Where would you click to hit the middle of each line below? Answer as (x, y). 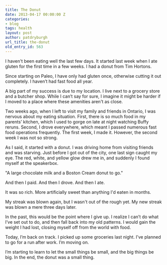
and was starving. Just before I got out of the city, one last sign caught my (81, 152)
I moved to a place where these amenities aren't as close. (64, 101)
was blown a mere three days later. (41, 207)
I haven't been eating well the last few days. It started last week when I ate (81, 61)
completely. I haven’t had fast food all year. (49, 81)
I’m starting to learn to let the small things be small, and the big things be (80, 252)
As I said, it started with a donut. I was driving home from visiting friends (79, 147)
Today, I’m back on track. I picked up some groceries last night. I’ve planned (83, 237)
